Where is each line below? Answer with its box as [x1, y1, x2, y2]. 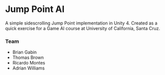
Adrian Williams [12, 65, 45, 71]
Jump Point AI [5, 3, 65, 15]
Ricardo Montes [12, 60, 45, 66]
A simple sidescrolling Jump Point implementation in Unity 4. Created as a [5, 20, 157, 26]
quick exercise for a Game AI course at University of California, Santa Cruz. [5, 25, 160, 31]
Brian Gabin [12, 49, 37, 55]
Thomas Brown [12, 54, 44, 60]
